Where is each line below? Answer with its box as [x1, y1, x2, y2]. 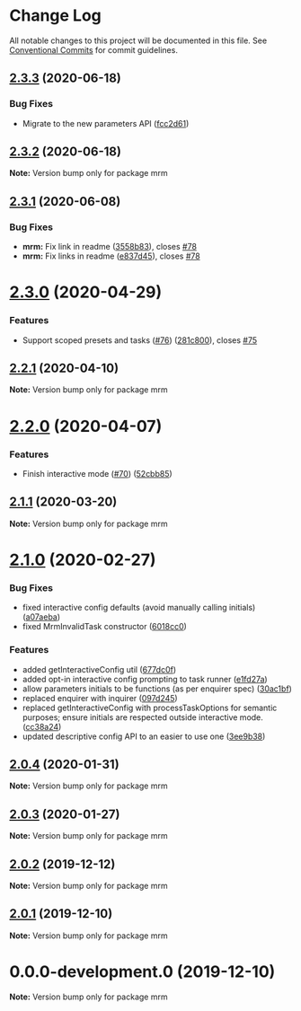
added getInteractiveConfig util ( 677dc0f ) [22, 664, 177, 674]
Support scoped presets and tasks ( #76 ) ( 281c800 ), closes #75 [22, 334, 258, 346]
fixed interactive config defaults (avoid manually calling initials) [22, 602, 256, 613]
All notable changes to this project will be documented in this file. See [9, 35, 268, 46]
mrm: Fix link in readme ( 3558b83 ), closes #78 [22, 242, 198, 252]
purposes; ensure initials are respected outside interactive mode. [22, 711, 263, 723]
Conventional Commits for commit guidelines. [9, 44, 178, 55]
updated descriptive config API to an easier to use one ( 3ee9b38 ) [22, 731, 266, 742]
